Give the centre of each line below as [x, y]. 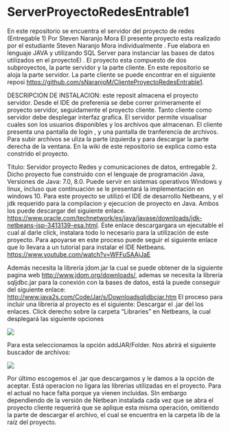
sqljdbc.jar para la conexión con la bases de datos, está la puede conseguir [114, 282]
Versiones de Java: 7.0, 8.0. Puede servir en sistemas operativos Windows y [115, 181]
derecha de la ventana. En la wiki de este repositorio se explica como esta [112, 146]
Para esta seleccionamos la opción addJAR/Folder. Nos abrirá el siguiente [112, 344]
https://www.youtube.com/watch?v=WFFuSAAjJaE [79, 254]
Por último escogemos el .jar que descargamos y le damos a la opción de [111, 378]
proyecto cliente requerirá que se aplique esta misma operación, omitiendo [113, 407]
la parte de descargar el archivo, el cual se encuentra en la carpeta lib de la [114, 414]
